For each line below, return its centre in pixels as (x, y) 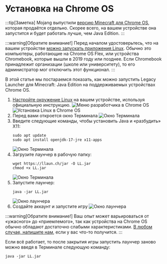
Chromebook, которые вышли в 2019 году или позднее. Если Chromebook (83, 59)
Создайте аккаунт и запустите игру (50, 206)
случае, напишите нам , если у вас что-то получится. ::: (64, 232)
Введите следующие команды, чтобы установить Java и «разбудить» (86, 121)
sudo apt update (29, 135)
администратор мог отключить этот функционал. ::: (60, 69)
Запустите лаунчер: (33, 182)
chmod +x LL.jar (29, 168)
